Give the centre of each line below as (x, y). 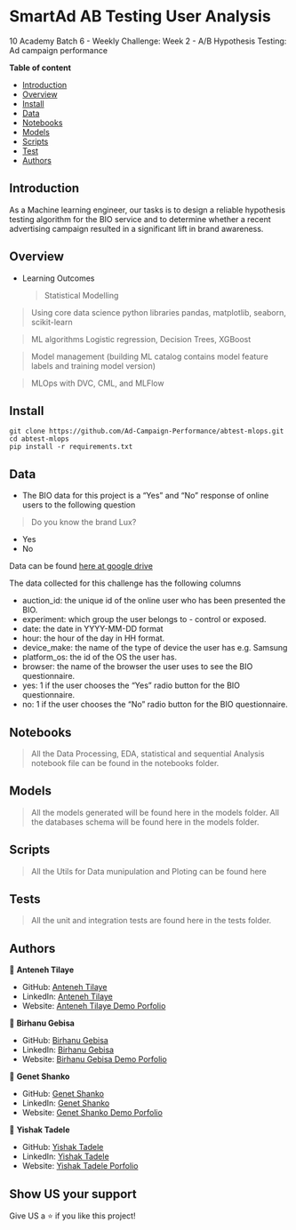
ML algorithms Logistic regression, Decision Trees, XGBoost (141, 339)
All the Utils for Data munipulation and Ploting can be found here (148, 871)
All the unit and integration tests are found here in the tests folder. (151, 921)
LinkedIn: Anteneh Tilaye (67, 996)
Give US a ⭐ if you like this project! (72, 1216)
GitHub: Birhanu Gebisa (65, 1041)
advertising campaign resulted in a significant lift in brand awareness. (136, 228)
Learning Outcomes (58, 278)
